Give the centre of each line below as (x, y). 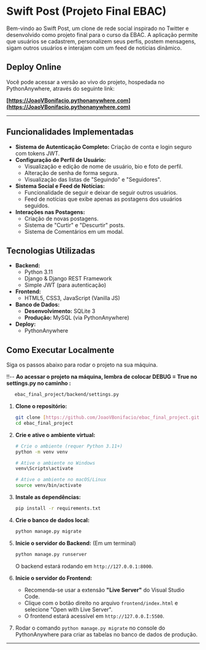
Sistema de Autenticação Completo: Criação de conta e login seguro (103, 147)
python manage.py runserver (51, 554)
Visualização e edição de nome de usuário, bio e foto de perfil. (103, 166)
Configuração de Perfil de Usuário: (60, 160)
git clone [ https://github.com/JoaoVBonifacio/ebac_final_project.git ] (109, 418)
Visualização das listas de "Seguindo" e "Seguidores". (93, 179)
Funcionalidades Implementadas (70, 132)
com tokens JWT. (37, 153)
